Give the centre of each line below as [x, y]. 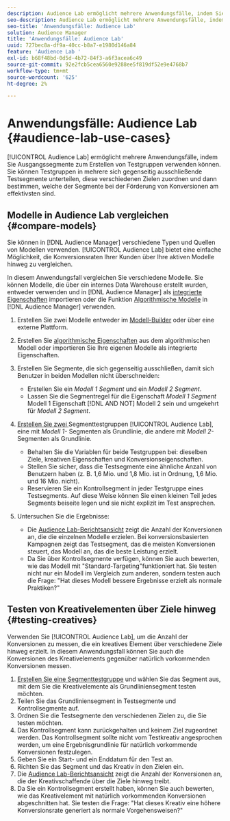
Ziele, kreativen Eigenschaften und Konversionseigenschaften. [115, 459]
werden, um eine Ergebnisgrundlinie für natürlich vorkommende [107, 744]
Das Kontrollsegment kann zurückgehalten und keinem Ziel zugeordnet [117, 730]
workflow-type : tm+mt [38, 71]
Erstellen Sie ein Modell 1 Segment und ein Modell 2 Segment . [114, 389]
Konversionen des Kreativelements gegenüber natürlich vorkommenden [108, 658]
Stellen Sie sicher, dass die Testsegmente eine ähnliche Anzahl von [122, 466]
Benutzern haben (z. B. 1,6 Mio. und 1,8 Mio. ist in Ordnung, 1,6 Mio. [122, 474]
